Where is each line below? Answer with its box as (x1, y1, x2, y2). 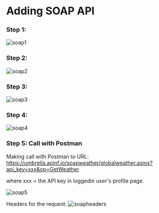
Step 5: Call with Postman (6, 139, 82, 147)
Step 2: (6, 54, 28, 62)
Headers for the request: (6, 200, 67, 207)
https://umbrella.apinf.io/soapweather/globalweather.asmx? (6, 159, 153, 166)
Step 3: (6, 82, 28, 91)
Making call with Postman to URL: (6, 153, 89, 160)
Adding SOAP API (6, 4, 95, 18)
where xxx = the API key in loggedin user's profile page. (6, 177, 145, 184)
